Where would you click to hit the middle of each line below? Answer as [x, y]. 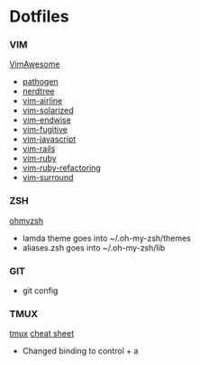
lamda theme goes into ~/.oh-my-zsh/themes [106, 238]
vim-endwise [47, 120]
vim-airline [42, 101]
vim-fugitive [45, 130]
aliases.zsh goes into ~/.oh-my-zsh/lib [94, 247]
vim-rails [39, 149]
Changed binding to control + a [80, 351]
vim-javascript [49, 139]
